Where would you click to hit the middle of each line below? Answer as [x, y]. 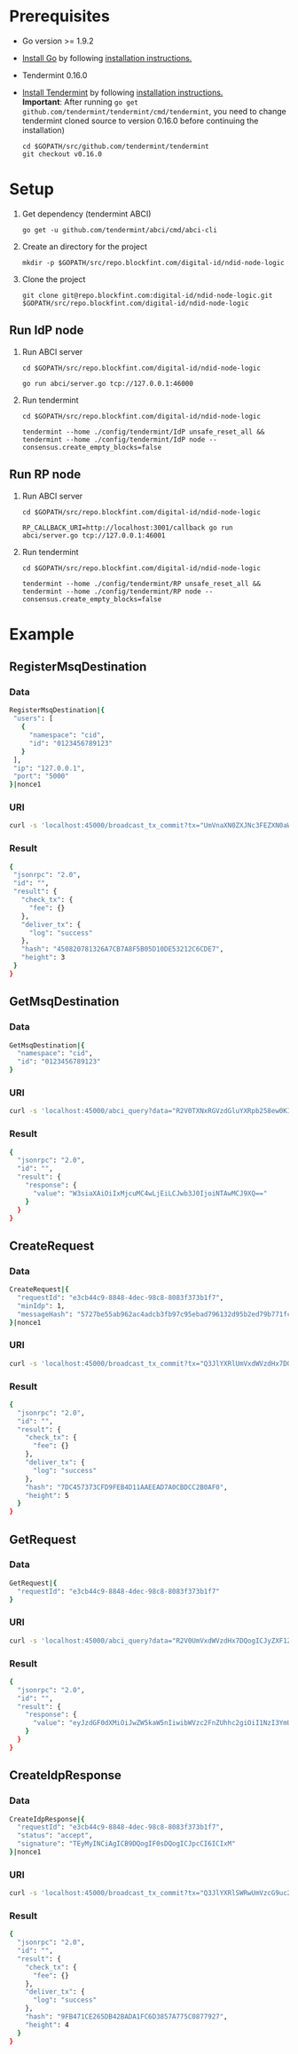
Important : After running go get [80, 102]
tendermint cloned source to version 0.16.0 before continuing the [140, 121]
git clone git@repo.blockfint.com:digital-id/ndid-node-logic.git [147, 295]
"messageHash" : [45, 1314]
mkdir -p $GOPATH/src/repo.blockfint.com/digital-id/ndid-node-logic [153, 263]
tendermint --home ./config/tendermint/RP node [111, 592]
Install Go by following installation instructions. [107, 58]
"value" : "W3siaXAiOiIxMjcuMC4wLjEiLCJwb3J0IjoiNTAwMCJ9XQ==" [150, 1193]
